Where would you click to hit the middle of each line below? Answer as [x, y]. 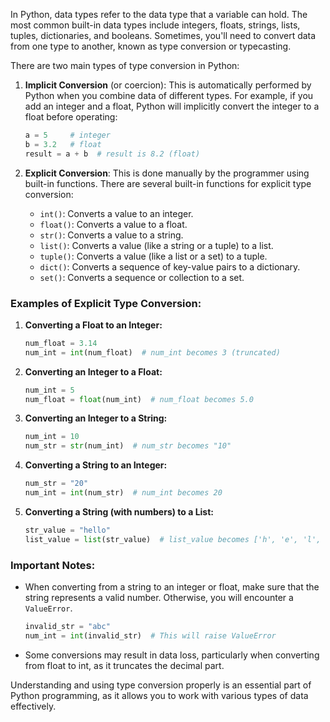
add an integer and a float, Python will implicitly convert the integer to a [172, 106]
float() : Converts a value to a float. [113, 224]
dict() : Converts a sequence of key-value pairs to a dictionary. [170, 266]
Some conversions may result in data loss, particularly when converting [172, 655]
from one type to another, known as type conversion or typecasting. [151, 46]
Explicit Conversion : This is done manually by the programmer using [167, 173]
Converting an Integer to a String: [96, 418]
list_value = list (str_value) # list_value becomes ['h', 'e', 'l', [173, 539]
